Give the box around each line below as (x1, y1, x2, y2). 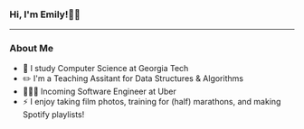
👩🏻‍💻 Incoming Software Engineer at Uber (22, 86, 176, 97)
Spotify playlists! (22, 108, 85, 120)
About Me (9, 42, 54, 55)
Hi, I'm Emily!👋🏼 (9, 8, 81, 21)
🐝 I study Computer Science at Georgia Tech (22, 62, 189, 73)
